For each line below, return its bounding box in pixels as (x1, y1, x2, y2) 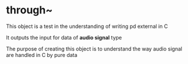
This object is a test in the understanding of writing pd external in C (6, 23, 168, 30)
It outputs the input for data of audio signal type (6, 34, 123, 41)
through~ (6, 3, 53, 17)
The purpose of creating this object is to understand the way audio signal (6, 45, 183, 52)
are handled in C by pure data (6, 51, 78, 58)
